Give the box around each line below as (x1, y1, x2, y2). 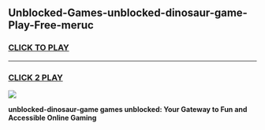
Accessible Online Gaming (8, 113, 97, 122)
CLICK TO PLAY (8, 43, 69, 54)
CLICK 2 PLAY (8, 72, 63, 83)
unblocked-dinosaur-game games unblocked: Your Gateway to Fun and (8, 104, 248, 113)
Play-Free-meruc (8, 19, 95, 32)
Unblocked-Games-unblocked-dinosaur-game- (8, 6, 248, 20)
